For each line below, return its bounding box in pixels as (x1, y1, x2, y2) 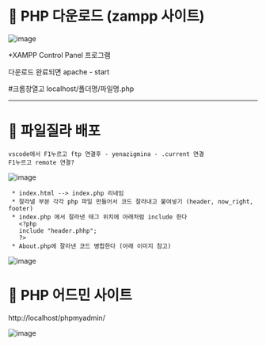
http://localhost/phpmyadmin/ (8, 313, 105, 322)
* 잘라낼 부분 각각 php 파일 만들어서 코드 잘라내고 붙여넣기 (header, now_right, (11, 197, 254, 206)
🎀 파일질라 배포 (8, 122, 101, 140)
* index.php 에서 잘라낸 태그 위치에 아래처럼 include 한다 (11, 213, 188, 221)
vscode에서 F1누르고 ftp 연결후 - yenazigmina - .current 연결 (8, 150, 204, 158)
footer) (8, 204, 34, 212)
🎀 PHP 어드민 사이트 (8, 287, 133, 305)
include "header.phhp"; (18, 226, 97, 234)
